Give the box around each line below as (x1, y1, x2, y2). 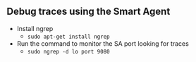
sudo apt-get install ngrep (27, 33, 110, 40)
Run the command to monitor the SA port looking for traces (16, 39, 190, 48)
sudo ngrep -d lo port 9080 (27, 48, 110, 55)
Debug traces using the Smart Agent (6, 6, 171, 18)
